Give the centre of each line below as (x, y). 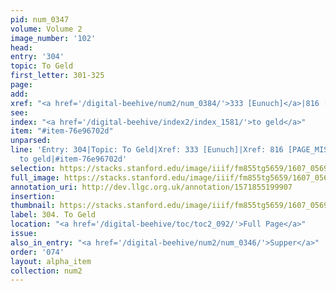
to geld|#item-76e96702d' (73, 159)
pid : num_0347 (40, 19)
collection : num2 (46, 271)
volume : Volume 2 (46, 29)
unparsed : (31, 141)
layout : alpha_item (51, 261)
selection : (33, 168)
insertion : (33, 196)
